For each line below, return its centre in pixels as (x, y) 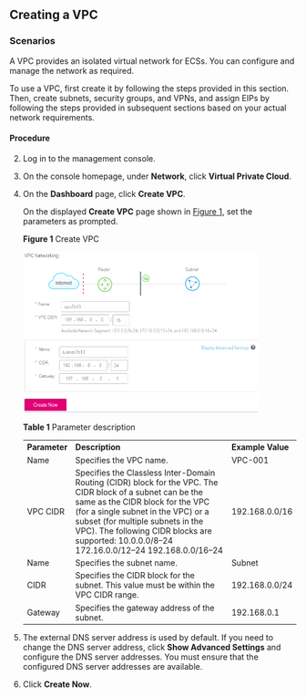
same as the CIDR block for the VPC (143, 502)
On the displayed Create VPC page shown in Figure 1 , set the (138, 211)
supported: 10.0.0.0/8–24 (124, 540)
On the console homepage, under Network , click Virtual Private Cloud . (157, 176)
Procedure (30, 138)
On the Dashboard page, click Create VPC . (104, 193)
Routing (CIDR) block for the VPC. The (147, 482)
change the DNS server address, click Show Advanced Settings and (152, 648)
